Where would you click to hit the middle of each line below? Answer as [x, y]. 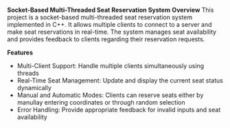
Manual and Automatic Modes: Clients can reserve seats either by [110, 95]
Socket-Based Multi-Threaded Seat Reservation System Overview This [111, 10]
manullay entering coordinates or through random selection [101, 102]
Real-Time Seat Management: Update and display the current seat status [120, 81]
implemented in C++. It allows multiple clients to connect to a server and [110, 24]
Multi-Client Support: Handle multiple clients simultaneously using [111, 66]
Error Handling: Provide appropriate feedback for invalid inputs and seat [119, 110]
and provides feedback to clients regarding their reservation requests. [106, 39]
